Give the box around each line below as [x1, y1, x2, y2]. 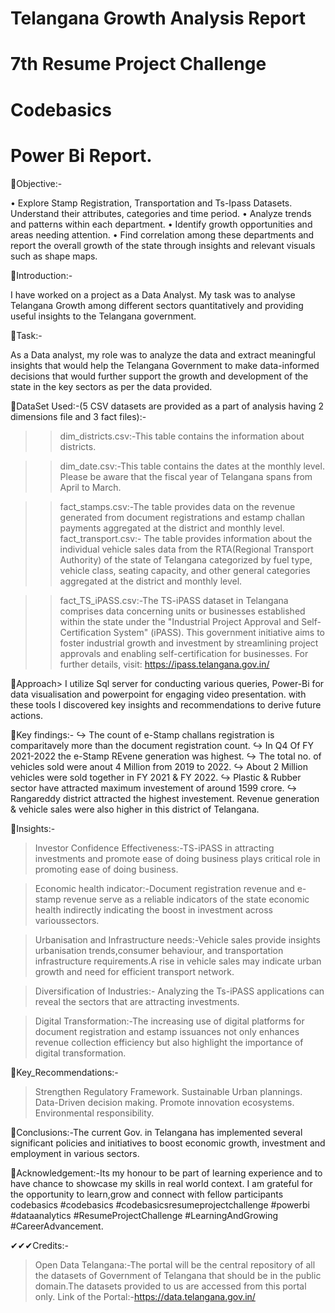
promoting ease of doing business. [34, 863, 179, 875]
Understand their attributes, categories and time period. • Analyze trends [10, 207, 312, 219]
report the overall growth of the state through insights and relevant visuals [10, 239, 316, 251]
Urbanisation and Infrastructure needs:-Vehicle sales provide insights [34, 933, 321, 946]
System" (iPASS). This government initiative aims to [113, 626, 325, 638]
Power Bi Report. [10, 144, 153, 167]
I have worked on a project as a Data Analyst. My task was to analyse [10, 288, 296, 301]
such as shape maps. [10, 250, 98, 262]
